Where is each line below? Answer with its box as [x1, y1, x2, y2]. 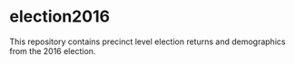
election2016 [9, 6, 111, 27]
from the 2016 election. [9, 45, 96, 56]
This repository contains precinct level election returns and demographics [9, 36, 286, 47]
